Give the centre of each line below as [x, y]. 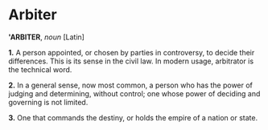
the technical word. [40, 69]
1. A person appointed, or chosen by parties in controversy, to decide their [132, 52]
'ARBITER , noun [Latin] [46, 37]
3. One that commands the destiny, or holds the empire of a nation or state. [133, 117]
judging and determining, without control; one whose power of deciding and [134, 93]
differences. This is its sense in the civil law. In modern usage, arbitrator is [131, 61]
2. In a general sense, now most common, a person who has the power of [131, 85]
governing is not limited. [48, 102]
